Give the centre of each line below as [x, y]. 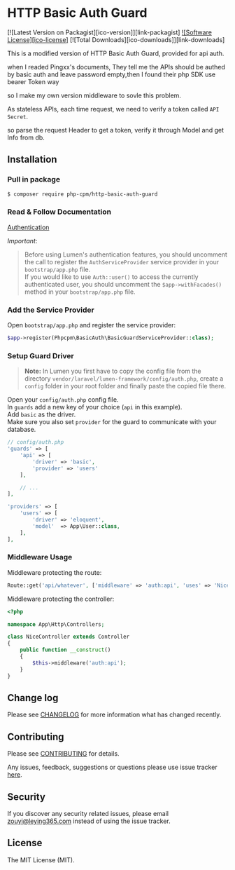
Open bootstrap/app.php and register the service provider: [92, 325]
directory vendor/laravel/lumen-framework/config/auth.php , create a [124, 379]
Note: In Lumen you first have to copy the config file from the [113, 371]
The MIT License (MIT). [41, 859]
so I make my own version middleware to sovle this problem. [94, 95]
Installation [32, 159]
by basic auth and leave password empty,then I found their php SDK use [112, 74]
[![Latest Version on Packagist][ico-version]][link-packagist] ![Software [109, 32]
